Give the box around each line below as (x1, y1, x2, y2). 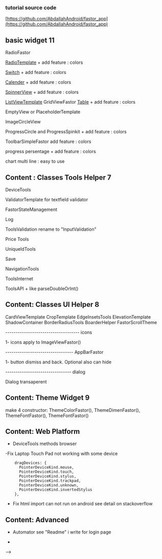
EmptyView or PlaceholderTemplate (5, 109, 81, 115)
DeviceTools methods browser (12, 441, 77, 447)
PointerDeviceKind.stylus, (18, 474, 77, 479)
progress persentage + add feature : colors (5, 149, 96, 155)
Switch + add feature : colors (5, 69, 66, 76)
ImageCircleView (5, 119, 41, 125)
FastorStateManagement (5, 206, 58, 212)
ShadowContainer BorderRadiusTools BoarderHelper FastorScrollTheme (5, 319, 157, 325)
